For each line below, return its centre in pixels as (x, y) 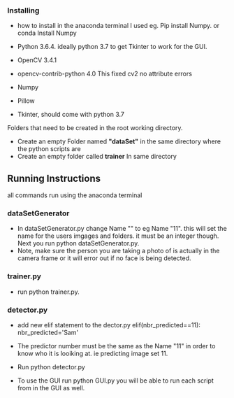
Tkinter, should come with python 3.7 (71, 115)
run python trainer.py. (48, 292)
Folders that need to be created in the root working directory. (95, 128)
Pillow (26, 101)
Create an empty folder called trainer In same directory (97, 157)
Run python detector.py (51, 367)
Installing (23, 10)
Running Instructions (54, 178)
